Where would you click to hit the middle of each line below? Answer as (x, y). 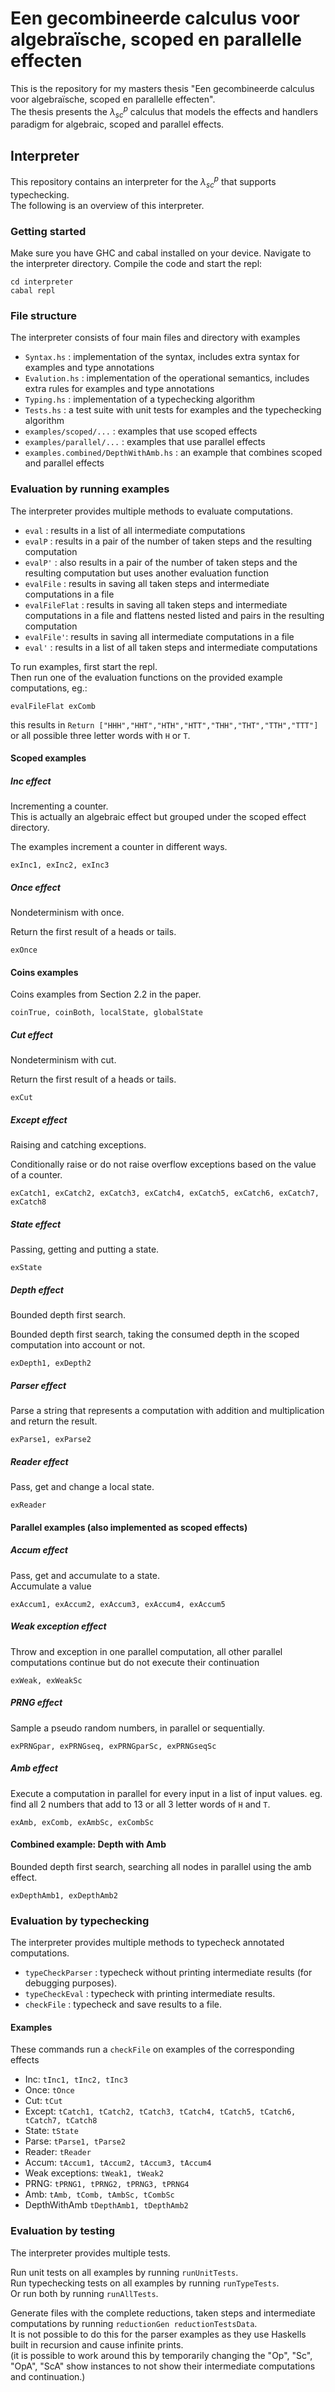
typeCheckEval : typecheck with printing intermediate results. (150, 1994)
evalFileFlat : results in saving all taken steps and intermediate (156, 604)
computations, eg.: (49, 688)
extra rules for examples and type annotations (119, 389)
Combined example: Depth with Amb (88, 1844)
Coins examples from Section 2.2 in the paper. (106, 994)
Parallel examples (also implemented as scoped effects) (129, 1527)
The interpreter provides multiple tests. (90, 2253)
